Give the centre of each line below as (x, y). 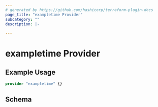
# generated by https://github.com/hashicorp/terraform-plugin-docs (79, 10)
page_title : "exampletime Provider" (44, 15)
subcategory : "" (22, 19)
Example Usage (30, 72)
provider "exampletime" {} (34, 84)
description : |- (22, 24)
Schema (19, 100)
